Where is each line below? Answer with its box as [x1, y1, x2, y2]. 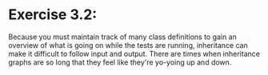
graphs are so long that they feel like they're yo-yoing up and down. [8, 57, 232, 67]
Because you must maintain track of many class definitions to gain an [8, 32, 238, 41]
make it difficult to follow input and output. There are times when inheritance [8, 49, 260, 58]
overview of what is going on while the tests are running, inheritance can [8, 40, 248, 49]
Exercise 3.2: [8, 6, 98, 24]
